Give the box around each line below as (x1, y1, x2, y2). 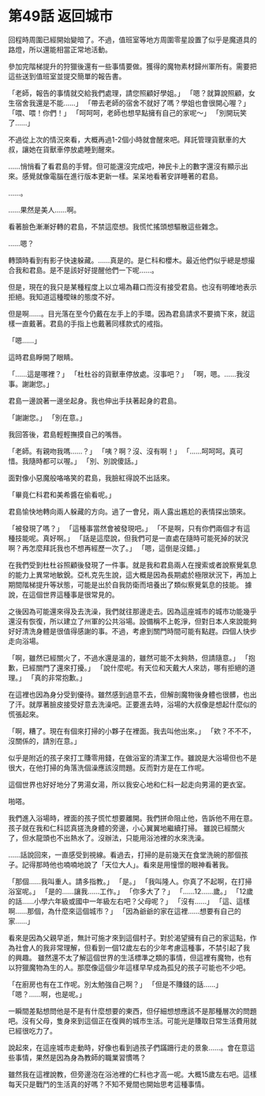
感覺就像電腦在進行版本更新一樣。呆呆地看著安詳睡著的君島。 (21, 171, 222, 180)
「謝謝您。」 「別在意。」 (8, 412, 87, 422)
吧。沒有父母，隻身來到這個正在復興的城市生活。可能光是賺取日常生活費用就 (8, 1016, 257, 1026)
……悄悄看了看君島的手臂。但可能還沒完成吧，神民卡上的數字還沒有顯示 (8, 161, 242, 171)
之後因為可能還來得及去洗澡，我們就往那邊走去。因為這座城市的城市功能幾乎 (8, 606, 257, 616)
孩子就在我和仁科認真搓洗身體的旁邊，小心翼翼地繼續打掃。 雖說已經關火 (8, 823, 245, 832)
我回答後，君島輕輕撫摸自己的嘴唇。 (8, 429, 126, 439)
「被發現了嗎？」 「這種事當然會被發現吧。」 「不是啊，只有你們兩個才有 (8, 523, 244, 533)
